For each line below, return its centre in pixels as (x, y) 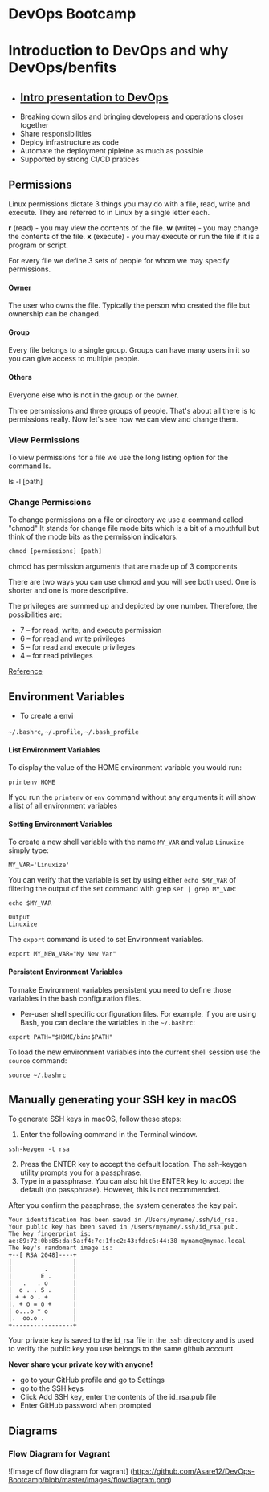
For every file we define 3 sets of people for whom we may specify (119, 261)
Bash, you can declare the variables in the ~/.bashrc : (107, 1022)
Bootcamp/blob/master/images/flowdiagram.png (89, 1480)
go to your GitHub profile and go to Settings (92, 1380)
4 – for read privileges (57, 656)
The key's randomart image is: (61, 1248)
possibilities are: (35, 614)
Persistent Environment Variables (65, 972)
